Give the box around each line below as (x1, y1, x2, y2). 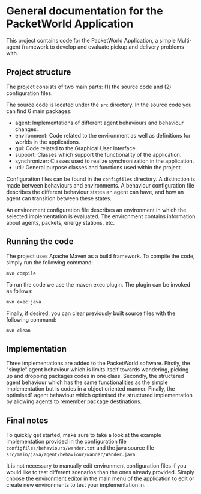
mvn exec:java (6, 299, 42, 305)
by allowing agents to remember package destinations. (6, 398, 142, 405)
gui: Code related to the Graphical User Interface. (14, 144, 137, 151)
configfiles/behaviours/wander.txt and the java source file (6, 444, 154, 451)
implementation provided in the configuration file (6, 438, 127, 445)
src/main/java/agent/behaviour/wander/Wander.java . (6, 451, 137, 458)
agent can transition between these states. (6, 194, 112, 202)
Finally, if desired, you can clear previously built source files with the (6, 310, 176, 317)
